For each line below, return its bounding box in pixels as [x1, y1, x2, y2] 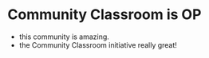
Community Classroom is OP [7, 6, 202, 24]
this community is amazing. [18, 32, 109, 41]
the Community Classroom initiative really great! [18, 40, 177, 49]
